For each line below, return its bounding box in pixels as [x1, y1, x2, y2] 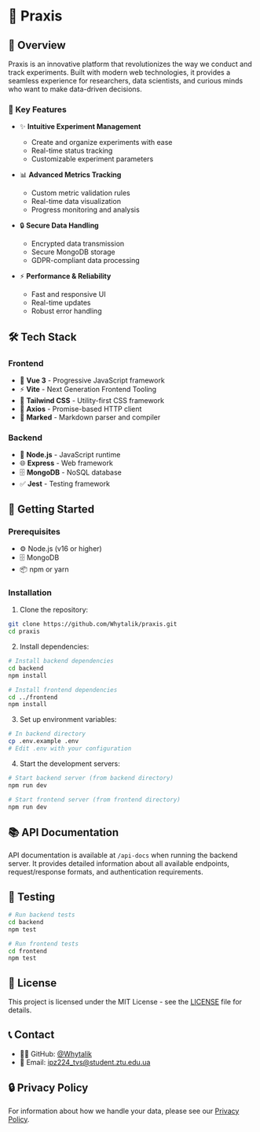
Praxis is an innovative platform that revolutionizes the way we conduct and [8, 59, 253, 68]
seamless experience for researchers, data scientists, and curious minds [8, 76, 244, 85]
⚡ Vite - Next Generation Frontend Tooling [19, 384, 157, 394]
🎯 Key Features [8, 104, 67, 115]
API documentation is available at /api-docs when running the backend [8, 850, 238, 860]
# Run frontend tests [8, 940, 79, 948]
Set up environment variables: [19, 715, 117, 724]
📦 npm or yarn [19, 564, 69, 574]
